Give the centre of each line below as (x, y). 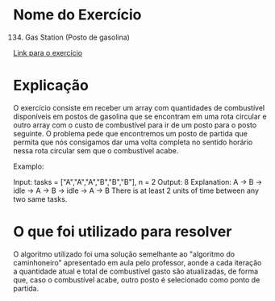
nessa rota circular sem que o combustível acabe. (96, 150)
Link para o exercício (48, 52)
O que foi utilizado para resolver (123, 232)
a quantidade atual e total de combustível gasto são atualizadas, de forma (136, 271)
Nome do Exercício (77, 15)
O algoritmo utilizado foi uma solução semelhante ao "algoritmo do (124, 254)
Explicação (51, 86)
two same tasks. (40, 199)
